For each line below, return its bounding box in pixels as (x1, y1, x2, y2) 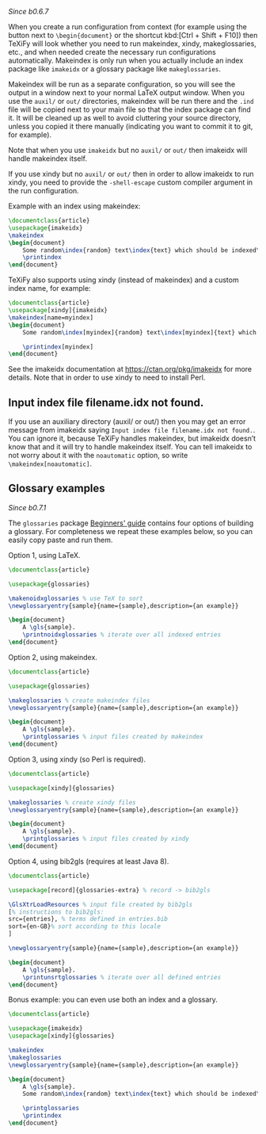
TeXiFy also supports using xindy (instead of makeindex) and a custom (8, 275, 239, 284)
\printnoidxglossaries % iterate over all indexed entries (22, 631, 222, 639)
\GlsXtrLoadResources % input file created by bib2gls (8, 900, 193, 908)
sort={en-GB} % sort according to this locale (8, 922, 161, 930)
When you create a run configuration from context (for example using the (8, 22, 247, 31)
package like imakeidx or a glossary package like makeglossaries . (8, 64, 222, 74)
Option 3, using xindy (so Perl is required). (8, 754, 146, 764)
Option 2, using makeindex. (8, 652, 97, 662)
